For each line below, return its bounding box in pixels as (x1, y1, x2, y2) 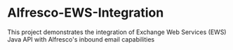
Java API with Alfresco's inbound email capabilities (7, 35, 155, 43)
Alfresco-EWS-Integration (7, 5, 164, 21)
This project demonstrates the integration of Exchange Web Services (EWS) (7, 28, 227, 36)
